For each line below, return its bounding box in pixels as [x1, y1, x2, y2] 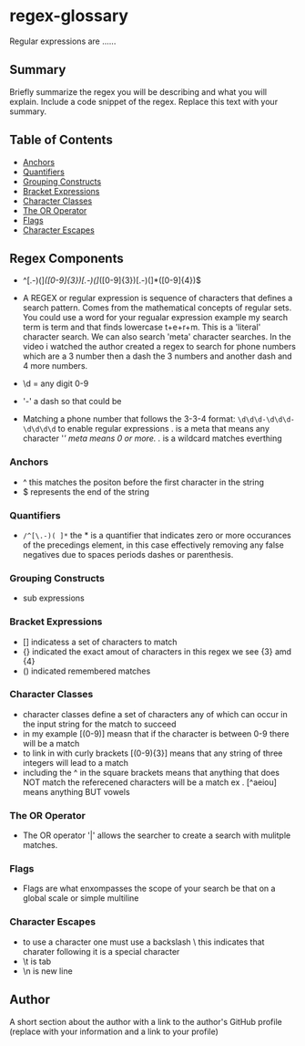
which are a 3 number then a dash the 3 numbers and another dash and [22, 350, 293, 361]
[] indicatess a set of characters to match [22, 636, 178, 647]
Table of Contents [9, 132, 114, 148]
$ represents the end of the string [22, 486, 150, 497]
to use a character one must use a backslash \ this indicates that [22, 936, 265, 947]
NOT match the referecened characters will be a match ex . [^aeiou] [22, 777, 278, 788]
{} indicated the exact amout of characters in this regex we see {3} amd [22, 645, 292, 657]
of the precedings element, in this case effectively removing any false [22, 539, 284, 550]
